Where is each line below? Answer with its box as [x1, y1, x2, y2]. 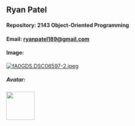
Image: [6, 49, 24, 56]
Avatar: [6, 76, 26, 83]
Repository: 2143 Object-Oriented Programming [6, 21, 130, 29]
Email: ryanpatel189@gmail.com [6, 35, 90, 43]
